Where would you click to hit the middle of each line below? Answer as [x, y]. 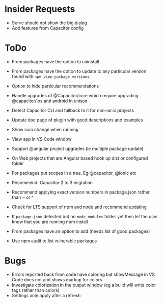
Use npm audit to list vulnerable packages [54, 241]
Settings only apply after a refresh [46, 295]
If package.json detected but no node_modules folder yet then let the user [85, 216]
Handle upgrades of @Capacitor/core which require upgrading [75, 95]
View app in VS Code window [41, 139]
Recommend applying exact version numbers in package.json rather [81, 192]
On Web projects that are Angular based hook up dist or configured [80, 158]
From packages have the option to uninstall [55, 61]
